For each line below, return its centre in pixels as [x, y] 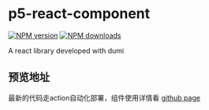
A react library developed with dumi [66, 50]
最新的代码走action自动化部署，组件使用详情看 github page [104, 97]
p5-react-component [79, 14]
